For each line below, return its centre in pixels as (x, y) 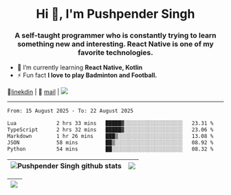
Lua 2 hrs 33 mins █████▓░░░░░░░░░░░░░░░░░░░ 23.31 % (110, 124)
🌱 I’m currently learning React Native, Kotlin (80, 67)
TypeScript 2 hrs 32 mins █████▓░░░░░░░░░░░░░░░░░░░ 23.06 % (110, 130)
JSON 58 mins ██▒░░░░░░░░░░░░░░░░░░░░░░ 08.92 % (110, 142)
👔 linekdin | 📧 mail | (33, 92)
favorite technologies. (115, 53)
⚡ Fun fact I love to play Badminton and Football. (87, 76)
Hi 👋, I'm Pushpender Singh (115, 14)
